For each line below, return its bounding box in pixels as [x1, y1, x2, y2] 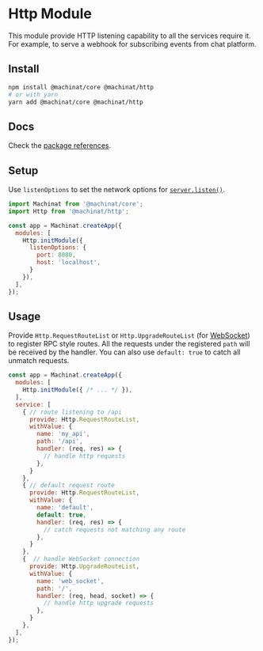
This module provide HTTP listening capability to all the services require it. [8, 31, 251, 40]
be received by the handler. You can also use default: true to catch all [8, 347, 241, 357]
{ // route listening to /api [22, 408, 123, 416]
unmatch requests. [8, 356, 70, 365]
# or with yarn [8, 90, 59, 99]
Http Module [8, 5, 93, 23]
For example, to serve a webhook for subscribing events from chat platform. [8, 39, 257, 48]
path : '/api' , [36, 437, 83, 445]
